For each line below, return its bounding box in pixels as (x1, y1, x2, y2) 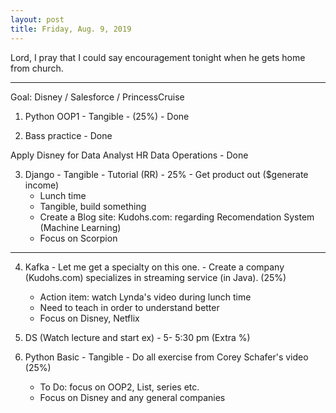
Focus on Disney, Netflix (39, 312, 140, 324)
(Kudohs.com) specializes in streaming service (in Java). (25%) (24, 271, 287, 283)
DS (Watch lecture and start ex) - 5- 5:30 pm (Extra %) (24, 331, 251, 343)
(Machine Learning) (39, 221, 122, 233)
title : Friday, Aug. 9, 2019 (10, 24, 132, 34)
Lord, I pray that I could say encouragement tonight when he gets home (10, 51, 306, 63)
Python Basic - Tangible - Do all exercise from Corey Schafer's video (24, 351, 309, 363)
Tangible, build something (39, 200, 147, 212)
